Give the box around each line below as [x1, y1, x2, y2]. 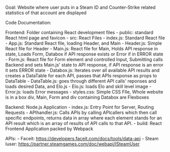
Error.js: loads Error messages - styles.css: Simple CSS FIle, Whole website [5, 89, 163, 95]
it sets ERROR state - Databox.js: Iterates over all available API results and [5, 67, 160, 73]
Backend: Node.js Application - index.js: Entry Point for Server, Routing [5, 104, 154, 110]
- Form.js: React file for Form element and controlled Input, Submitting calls [5, 56, 163, 63]
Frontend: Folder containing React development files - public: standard [5, 29, 154, 35]
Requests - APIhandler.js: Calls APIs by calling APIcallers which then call [5, 109, 157, 115]
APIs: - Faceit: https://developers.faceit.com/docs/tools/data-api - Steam [5, 136, 159, 141]
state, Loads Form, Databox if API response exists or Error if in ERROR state [5, 51, 164, 57]
